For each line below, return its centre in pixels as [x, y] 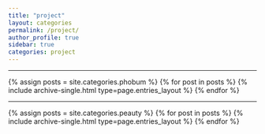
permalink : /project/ [44, 30]
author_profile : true [44, 37]
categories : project [42, 52]
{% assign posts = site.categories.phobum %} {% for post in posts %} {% [128, 82]
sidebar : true [32, 45]
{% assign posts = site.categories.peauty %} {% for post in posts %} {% [126, 113]
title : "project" [37, 15]
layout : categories [40, 23]
